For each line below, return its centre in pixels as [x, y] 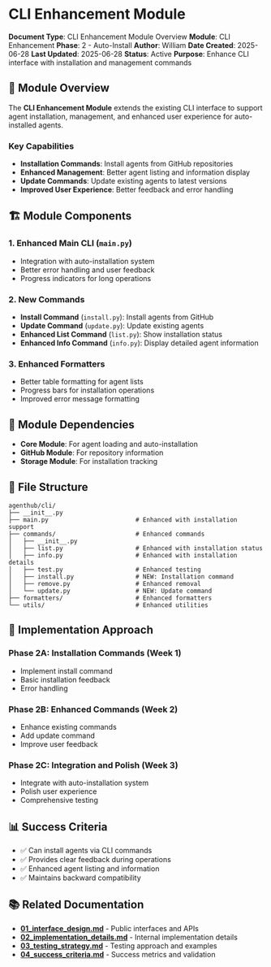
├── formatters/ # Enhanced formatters [110, 598]
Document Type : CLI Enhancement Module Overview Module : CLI [120, 37]
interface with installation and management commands [100, 63]
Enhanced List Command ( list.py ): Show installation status [121, 335]
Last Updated [54, 54]
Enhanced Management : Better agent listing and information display [135, 172]
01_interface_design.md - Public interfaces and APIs [109, 928]
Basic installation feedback [65, 679]
